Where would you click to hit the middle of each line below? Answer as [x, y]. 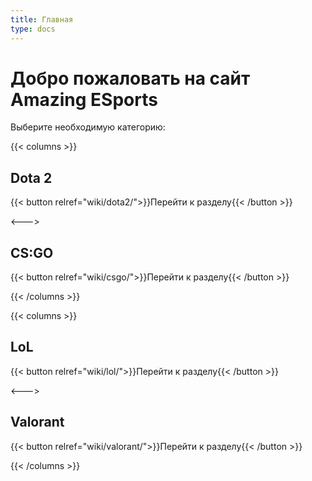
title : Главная [42, 19]
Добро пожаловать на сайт [130, 78]
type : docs [33, 29]
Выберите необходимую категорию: [88, 127]
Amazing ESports [84, 99]
